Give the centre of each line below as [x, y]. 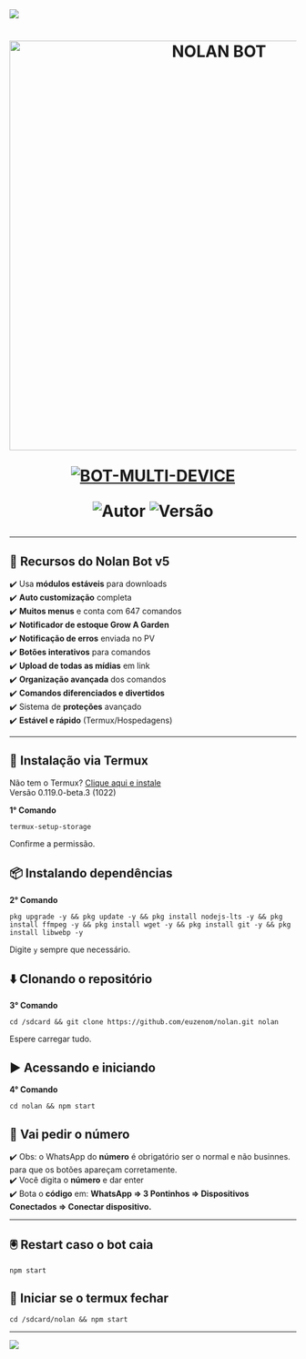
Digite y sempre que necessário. [70, 949]
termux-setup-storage [51, 827]
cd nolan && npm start [52, 1106]
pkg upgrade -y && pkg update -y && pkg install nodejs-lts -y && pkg [146, 917]
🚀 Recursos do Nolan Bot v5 [90, 561]
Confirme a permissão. [52, 843]
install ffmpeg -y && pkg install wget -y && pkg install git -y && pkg [150, 924]
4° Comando [34, 1090]
